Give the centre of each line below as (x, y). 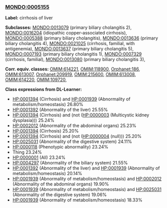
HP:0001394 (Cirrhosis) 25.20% (45, 131)
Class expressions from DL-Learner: (43, 89)
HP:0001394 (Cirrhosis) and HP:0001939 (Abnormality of (71, 99)
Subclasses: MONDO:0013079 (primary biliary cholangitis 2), (68, 27)
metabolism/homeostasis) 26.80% (48, 104)
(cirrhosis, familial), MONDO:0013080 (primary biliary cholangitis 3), (75, 59)
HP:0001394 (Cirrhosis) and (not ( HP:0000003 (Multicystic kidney (81, 115)
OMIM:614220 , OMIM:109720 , (36, 80)
